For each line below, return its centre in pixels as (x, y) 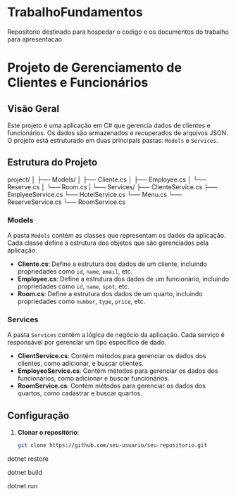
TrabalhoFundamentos (75, 12)
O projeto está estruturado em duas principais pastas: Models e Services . (113, 140)
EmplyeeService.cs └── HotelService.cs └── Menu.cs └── (95, 194)
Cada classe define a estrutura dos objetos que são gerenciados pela (108, 243)
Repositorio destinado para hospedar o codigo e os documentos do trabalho (118, 32)
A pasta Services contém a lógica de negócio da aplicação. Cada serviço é (116, 335)
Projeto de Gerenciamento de (94, 68)
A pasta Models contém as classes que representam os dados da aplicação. (117, 236)
